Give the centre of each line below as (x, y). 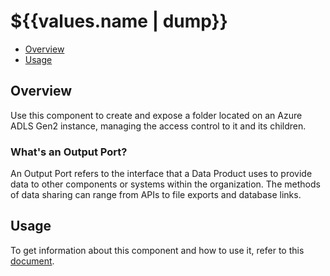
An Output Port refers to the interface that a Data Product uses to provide (161, 174)
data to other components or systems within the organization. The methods (165, 184)
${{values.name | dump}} (119, 21)
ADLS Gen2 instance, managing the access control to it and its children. (158, 126)
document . (32, 261)
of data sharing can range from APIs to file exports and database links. (156, 195)
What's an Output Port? (69, 152)
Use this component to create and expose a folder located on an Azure (156, 115)
